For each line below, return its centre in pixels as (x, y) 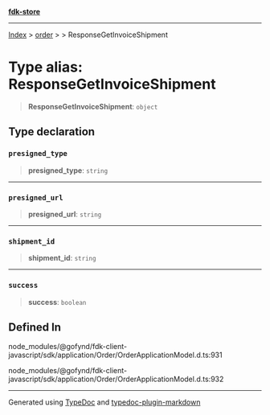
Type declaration (51, 132)
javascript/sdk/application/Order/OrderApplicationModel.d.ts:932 (116, 379)
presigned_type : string (68, 170)
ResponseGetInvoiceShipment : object (93, 106)
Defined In (35, 327)
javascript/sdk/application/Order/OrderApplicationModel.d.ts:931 (115, 355)
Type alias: (45, 67)
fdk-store (25, 12)
